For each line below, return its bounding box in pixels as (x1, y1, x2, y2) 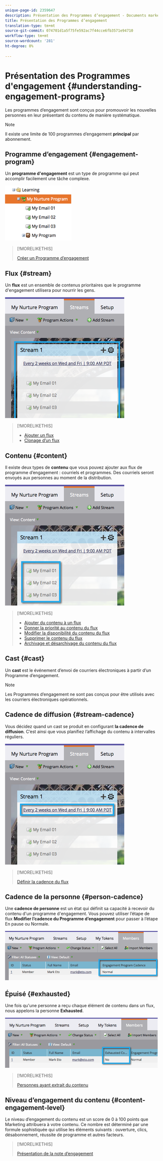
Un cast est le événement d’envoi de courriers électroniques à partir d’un (5, 667, 151, 673)
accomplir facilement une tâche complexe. (5, 176, 90, 182)
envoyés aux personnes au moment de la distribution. (5, 475, 113, 481)
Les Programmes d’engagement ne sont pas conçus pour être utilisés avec (5, 691, 155, 697)
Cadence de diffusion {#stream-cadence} (5, 711, 135, 719)
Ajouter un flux (24, 432, 54, 438)
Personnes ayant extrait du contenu (16, 1082, 89, 1088)
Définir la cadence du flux (16, 879, 69, 884)
